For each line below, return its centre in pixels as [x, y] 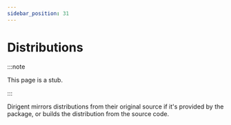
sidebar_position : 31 [38, 13]
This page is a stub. [35, 80]
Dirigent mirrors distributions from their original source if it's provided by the [115, 106]
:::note [16, 67]
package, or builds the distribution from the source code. [88, 113]
